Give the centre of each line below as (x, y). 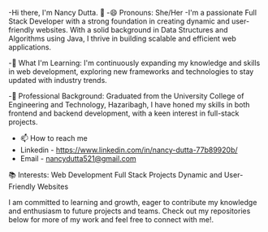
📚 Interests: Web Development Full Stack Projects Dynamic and (115, 175)
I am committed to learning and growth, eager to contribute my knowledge (133, 202)
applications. (30, 47)
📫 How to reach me (54, 138)
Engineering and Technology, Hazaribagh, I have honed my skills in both (129, 105)
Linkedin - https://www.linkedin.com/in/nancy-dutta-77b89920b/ (129, 150)
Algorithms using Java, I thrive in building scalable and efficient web (123, 38)
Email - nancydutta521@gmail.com (78, 158)
